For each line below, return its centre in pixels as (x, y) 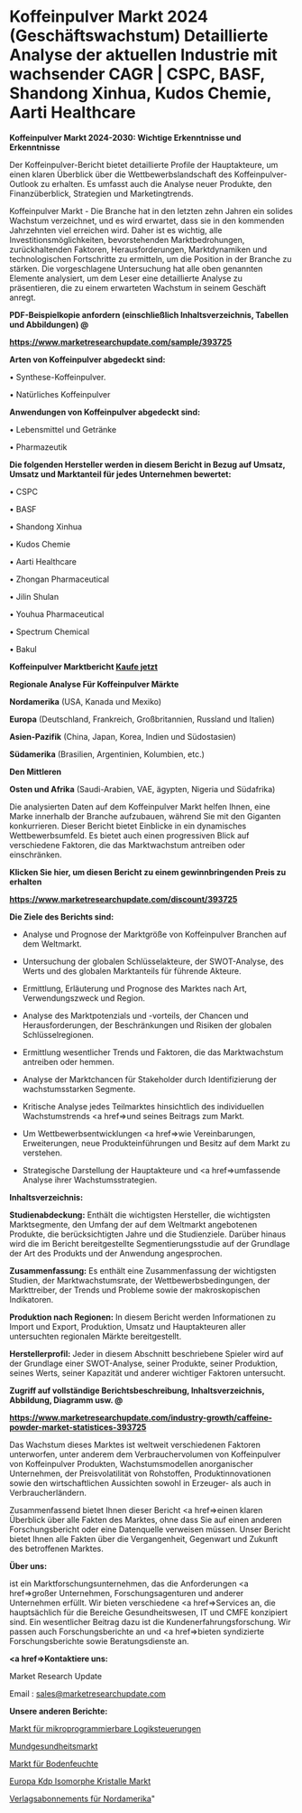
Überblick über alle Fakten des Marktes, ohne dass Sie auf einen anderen (146, 1519)
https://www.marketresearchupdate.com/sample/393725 (121, 341)
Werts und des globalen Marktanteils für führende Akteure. (132, 971)
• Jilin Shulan (34, 596)
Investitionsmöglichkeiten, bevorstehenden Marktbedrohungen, (127, 239)
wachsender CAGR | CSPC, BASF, (137, 75)
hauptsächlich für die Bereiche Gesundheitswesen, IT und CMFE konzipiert (149, 1612)
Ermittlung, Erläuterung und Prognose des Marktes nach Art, (135, 988)
